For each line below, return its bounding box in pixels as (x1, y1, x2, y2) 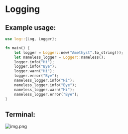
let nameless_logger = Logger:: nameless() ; (14, 55, 106, 60)
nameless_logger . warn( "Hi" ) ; (14, 87, 75, 92)
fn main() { (5, 45, 30, 50)
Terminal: (5, 110, 36, 119)
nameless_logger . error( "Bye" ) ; (14, 92, 79, 97)
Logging (5, 3, 40, 15)
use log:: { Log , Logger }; (5, 36, 57, 41)
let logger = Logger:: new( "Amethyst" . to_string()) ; (14, 50, 124, 55)
